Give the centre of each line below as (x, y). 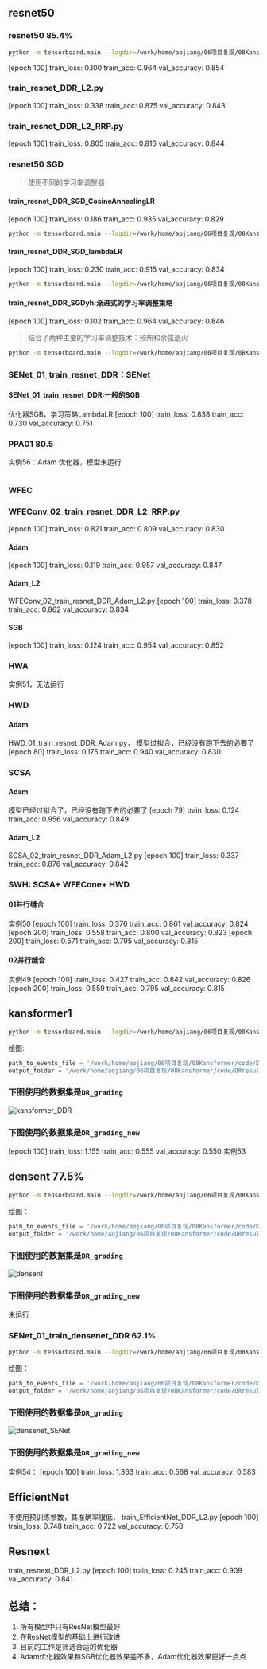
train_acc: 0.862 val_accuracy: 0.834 (69, 609)
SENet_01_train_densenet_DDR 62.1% (82, 1336)
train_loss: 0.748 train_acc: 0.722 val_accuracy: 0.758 (96, 1526)
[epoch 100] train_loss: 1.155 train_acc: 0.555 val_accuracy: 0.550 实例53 (127, 1151)
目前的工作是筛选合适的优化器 (68, 1647)
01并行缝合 (26, 904)
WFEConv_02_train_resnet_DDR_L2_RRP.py (94, 511)
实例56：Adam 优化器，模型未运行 (65, 462)
